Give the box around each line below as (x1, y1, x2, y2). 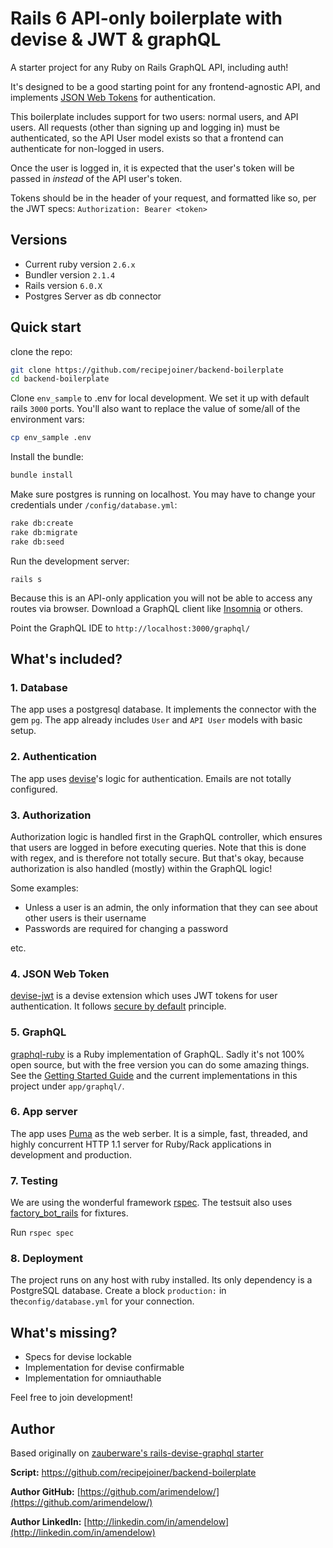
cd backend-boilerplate (10, 374, 110, 384)
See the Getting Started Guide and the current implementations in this (10, 1069, 298, 1081)
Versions (10, 232, 68, 249)
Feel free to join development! (10, 1392, 133, 1404)
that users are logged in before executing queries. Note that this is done (10, 841, 307, 853)
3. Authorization (10, 808, 92, 822)
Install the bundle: (10, 451, 84, 463)
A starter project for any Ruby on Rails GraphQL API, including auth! (10, 61, 289, 73)
